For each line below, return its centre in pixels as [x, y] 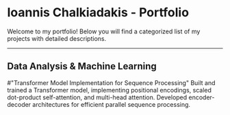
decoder [19, 104]
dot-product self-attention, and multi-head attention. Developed [97, 97]
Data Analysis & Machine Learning [82, 66]
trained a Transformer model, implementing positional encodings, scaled [110, 90]
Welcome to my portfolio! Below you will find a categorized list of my [104, 31]
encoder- [202, 97]
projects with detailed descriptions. [57, 38]
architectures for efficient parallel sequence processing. [111, 104]
